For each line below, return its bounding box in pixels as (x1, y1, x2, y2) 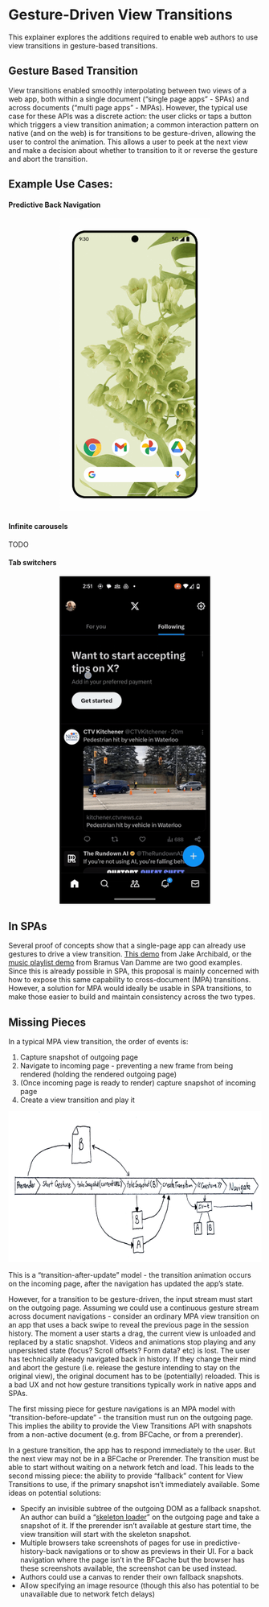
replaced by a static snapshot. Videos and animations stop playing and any (8, 1337, 256, 1347)
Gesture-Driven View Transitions (8, 6, 233, 24)
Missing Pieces (8, 1015, 87, 1029)
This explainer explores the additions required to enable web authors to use (8, 32, 259, 42)
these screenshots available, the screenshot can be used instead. (19, 1564, 238, 1573)
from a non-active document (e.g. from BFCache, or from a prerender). (8, 1430, 243, 1440)
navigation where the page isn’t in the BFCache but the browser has (19, 1555, 245, 1565)
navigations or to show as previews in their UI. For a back (63, 1547, 254, 1556)
